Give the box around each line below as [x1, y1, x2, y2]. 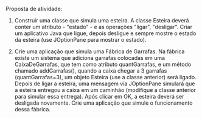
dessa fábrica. [14, 106, 51, 113]
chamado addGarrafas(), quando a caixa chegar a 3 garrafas [14, 67, 167, 74]
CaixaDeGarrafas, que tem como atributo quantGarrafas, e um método [14, 61, 192, 68]
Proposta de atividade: [5, 5, 63, 12]
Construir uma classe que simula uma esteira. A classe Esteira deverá [14, 17, 189, 24]
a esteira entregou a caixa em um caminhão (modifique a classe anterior [14, 87, 196, 93]
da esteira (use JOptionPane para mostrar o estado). [14, 36, 147, 43]
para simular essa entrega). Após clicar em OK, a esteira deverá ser [14, 93, 184, 100]
